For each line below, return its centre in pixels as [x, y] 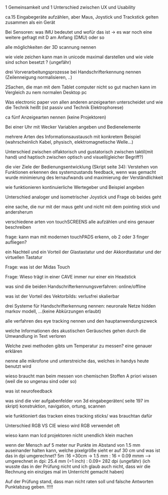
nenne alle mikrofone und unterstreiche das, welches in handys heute [77, 361]
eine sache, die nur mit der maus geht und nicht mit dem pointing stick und [82, 207]
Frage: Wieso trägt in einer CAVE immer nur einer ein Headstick [71, 277]
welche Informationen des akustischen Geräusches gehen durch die [76, 331]
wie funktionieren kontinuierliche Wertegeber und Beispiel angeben [75, 187]
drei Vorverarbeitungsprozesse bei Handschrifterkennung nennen [73, 72]
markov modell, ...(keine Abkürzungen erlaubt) [53, 311]
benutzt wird [18, 366]
